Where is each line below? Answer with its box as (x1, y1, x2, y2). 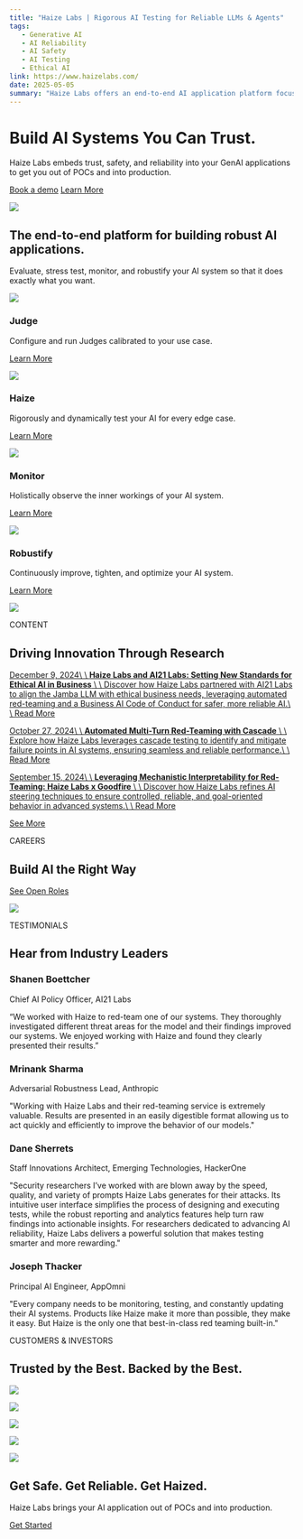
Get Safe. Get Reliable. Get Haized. (9, 1478, 207, 1494)
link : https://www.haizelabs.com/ (9, 72, 140, 81)
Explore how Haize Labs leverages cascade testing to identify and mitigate (9, 735, 287, 746)
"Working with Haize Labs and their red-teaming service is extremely (9, 1100, 266, 1111)
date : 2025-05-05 (9, 80, 75, 89)
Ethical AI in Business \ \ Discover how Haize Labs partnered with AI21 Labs (9, 679, 293, 691)
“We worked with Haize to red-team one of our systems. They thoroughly (9, 1011, 282, 1022)
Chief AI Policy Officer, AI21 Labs (9, 994, 132, 1005)
